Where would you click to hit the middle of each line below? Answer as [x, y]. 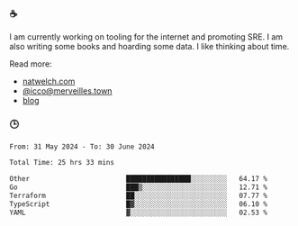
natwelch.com [49, 81]
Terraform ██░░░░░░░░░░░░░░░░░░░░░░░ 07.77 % [139, 196]
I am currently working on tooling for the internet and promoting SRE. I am [146, 37]
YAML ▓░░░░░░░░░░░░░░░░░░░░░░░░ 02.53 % [139, 212]
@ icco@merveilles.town [67, 91]
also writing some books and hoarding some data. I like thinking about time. [149, 47]
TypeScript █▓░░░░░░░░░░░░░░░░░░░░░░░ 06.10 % [139, 204]
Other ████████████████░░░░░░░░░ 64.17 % [139, 179]
